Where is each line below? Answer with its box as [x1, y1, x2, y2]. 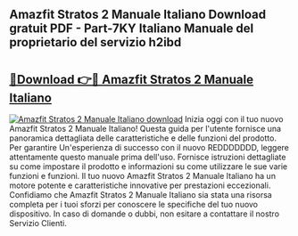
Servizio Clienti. [9, 218, 67, 228]
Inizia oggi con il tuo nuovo [184, 114, 284, 124]
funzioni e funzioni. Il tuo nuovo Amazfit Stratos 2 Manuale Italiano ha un [9, 171, 277, 181]
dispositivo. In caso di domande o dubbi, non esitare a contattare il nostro [9, 208, 279, 219]
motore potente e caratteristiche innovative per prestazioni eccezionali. [9, 180, 271, 191]
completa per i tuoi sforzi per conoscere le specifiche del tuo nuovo [9, 199, 259, 209]
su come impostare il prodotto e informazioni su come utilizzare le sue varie [9, 161, 288, 172]
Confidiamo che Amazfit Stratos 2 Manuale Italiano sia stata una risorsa [9, 190, 272, 199]
